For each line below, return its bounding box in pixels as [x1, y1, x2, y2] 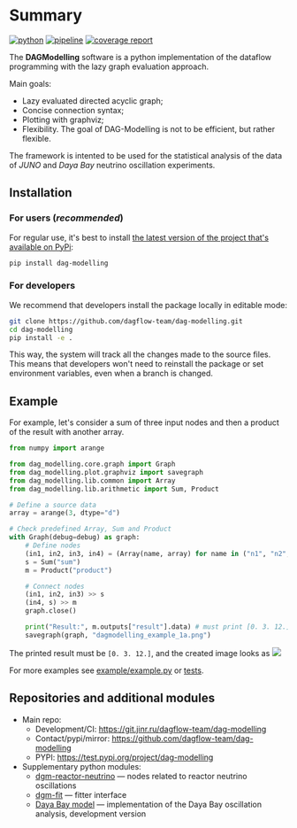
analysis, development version [34, 808, 147, 819]
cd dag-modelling [9, 325, 73, 334]
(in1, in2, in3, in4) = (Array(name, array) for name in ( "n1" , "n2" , [25, 549, 291, 558]
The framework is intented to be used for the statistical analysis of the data [9, 150, 283, 160]
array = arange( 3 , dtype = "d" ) [9, 508, 121, 518]
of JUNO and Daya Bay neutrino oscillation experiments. [9, 159, 216, 170]
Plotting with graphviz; [21, 114, 104, 125]
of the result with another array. [9, 427, 125, 437]
